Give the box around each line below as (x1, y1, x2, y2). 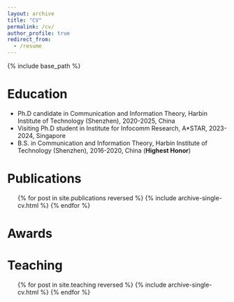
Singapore (36, 131, 66, 139)
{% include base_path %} (7, 62, 81, 70)
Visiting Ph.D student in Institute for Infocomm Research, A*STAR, (17, 123, 207, 133)
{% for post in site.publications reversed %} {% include (17, 193, 177, 202)
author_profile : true (7, 29, 71, 37)
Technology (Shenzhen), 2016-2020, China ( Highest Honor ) (17, 146, 191, 154)
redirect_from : (7, 36, 52, 43)
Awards (7, 226, 53, 241)
